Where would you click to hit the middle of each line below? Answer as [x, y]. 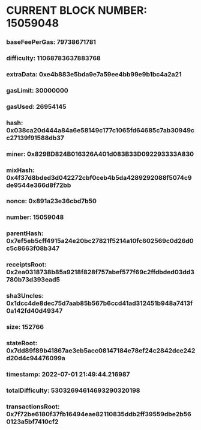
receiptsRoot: [26, 265]
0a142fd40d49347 [34, 311]
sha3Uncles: [25, 296]
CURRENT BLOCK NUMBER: [77, 11]
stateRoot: [22, 343]
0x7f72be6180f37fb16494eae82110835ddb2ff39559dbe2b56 [99, 414]
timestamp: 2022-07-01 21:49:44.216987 [68, 374]
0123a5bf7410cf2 [32, 422]
